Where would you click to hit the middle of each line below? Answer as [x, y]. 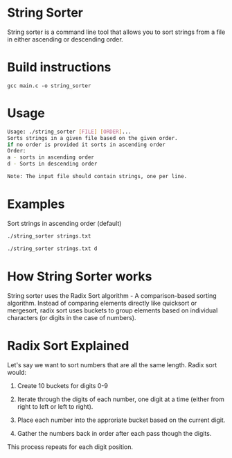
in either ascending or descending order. [65, 39]
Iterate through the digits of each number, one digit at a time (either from [121, 399]
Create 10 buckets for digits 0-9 [63, 385]
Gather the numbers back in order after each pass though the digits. [114, 433]
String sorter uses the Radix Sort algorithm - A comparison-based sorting [112, 295]
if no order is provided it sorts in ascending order [87, 144]
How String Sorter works [80, 276]
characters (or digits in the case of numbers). [72, 317]
